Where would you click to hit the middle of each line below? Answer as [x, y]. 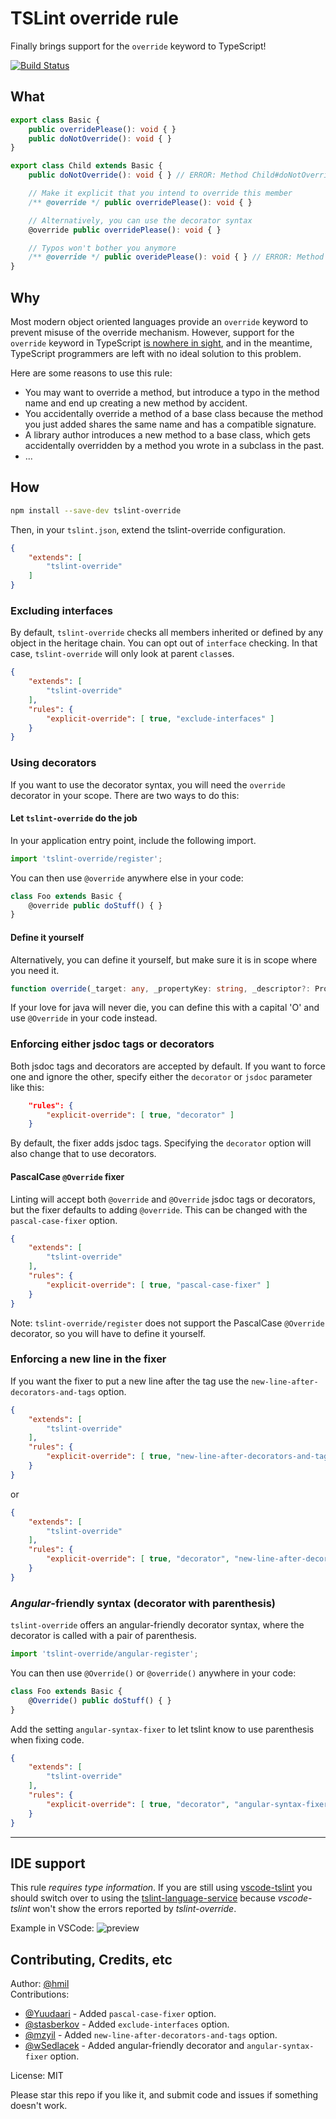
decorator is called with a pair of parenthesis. [103, 1636]
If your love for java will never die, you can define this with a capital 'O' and [165, 1008]
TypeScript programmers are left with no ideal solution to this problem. [156, 353]
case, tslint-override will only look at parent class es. [122, 654]
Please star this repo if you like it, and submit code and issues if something [164, 2095]
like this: [27, 1087]
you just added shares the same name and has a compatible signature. [170, 424]
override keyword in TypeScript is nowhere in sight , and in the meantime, [161, 343]
